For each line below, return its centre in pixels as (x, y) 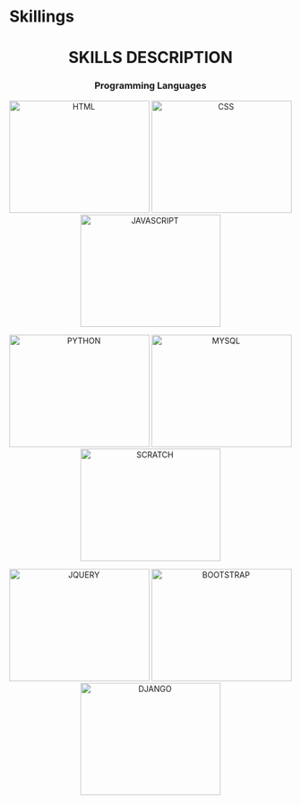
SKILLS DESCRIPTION (150, 58)
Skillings (42, 17)
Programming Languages (150, 85)
